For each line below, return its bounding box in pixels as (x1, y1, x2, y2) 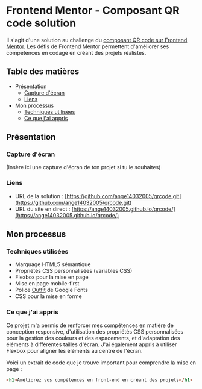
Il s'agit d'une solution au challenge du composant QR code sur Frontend (6, 36, 188, 43)
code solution (6, 16, 77, 30)
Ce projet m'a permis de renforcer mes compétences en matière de (6, 322, 174, 329)
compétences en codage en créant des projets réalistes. (6, 49, 147, 56)
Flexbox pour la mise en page (14, 273, 89, 281)
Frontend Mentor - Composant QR (6, 4, 180, 17)
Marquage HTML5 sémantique (14, 261, 91, 268)
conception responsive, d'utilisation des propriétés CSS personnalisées (6, 328, 184, 335)
